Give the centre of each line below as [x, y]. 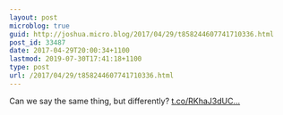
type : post [30, 68]
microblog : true [39, 26]
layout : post [34, 17]
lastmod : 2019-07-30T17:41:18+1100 [76, 59]
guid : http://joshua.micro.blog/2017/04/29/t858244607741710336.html [142, 34]
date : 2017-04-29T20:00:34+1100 [69, 51]
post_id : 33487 [38, 42]
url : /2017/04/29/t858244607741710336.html [92, 76]
